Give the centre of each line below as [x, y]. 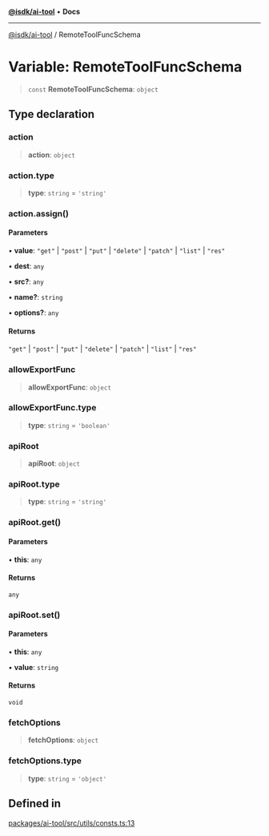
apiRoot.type [34, 484]
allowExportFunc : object [70, 387]
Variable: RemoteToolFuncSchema [125, 67]
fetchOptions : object [63, 740]
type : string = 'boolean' [69, 425]
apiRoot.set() [34, 615]
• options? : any [34, 313]
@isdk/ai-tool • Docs [44, 12]
